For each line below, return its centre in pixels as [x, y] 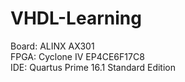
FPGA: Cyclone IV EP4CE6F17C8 [77, 56]
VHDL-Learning [76, 18]
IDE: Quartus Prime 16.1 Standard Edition [93, 67]
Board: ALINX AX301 [52, 46]
